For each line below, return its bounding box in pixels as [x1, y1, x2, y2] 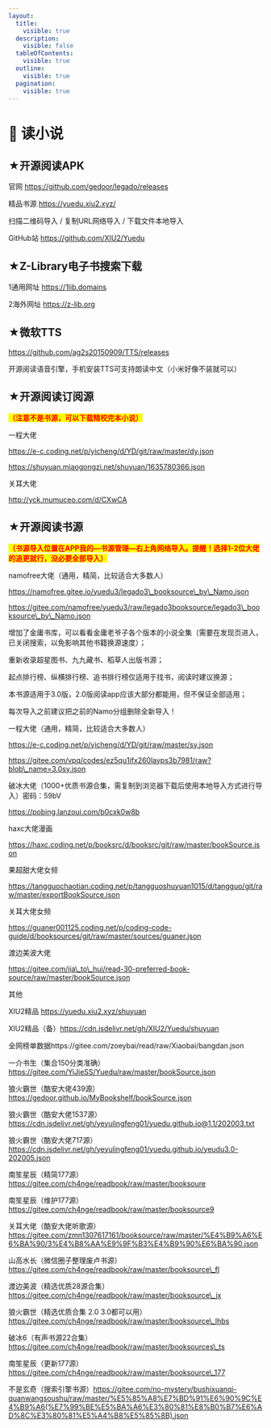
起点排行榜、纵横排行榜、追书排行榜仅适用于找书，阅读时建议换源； [8, 672, 235, 681]
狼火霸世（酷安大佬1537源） [8, 1109, 102, 1119]
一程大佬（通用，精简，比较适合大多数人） [8, 723, 150, 733]
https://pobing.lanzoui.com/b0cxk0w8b [8, 807, 140, 816]
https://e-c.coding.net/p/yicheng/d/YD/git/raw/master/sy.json [8, 739, 214, 749]
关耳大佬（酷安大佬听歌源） [8, 1221, 101, 1231]
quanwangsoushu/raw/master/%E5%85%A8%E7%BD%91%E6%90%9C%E [8, 1393, 262, 1403]
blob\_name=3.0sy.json [8, 764, 86, 773]
